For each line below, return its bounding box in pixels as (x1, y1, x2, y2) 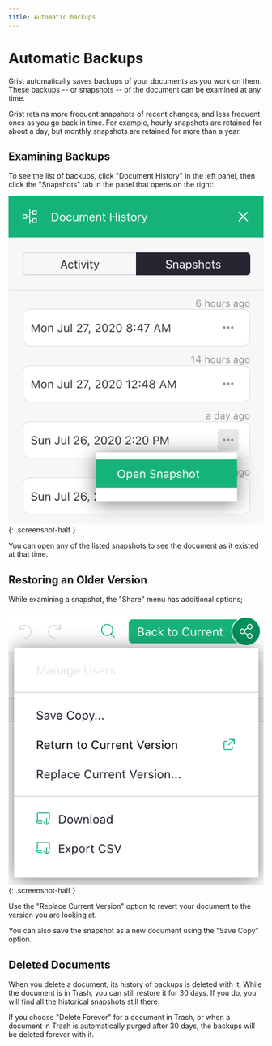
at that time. (8, 549, 49, 559)
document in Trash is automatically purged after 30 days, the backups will (8, 1021, 255, 1031)
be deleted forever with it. (8, 1030, 95, 1040)
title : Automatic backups (8, 13, 96, 21)
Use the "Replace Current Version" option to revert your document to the (8, 902, 252, 911)
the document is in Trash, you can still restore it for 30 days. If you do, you (8, 988, 257, 998)
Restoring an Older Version (8, 573, 148, 587)
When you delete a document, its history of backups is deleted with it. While (8, 979, 262, 989)
